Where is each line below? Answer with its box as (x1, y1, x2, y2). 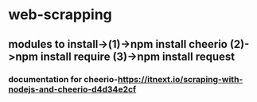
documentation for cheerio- (8, 73, 118, 84)
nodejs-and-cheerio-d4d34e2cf (8, 84, 137, 95)
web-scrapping (8, 6, 113, 24)
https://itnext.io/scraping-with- (117, 73, 243, 84)
